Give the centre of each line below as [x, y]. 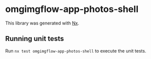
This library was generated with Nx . [42, 23]
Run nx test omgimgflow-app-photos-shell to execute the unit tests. [76, 50]
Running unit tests [35, 39]
